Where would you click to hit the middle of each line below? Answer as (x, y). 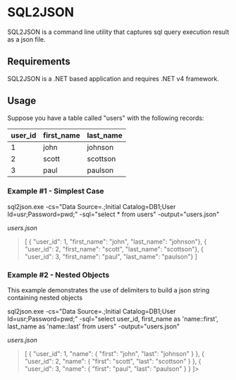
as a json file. (26, 39)
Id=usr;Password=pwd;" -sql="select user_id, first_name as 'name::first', (113, 319)
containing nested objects (45, 298)
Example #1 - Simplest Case (56, 191)
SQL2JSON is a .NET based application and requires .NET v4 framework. (113, 78)
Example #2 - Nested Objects (58, 275)
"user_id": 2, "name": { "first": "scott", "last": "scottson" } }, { (113, 362)
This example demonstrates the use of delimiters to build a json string (108, 290)
